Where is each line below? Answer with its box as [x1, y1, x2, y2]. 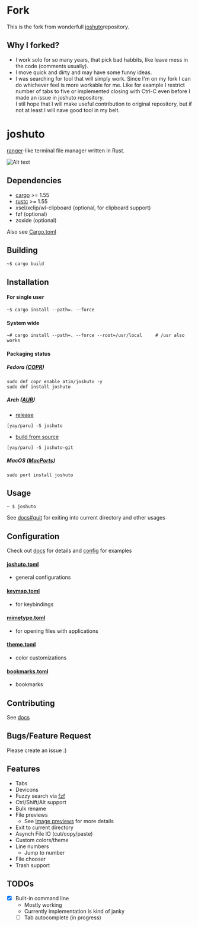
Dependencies [7, 176, 62, 186]
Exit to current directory [15, 824, 74, 831]
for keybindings [15, 600, 54, 608]
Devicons [15, 786, 39, 793]
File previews [15, 811, 48, 818]
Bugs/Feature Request [7, 731, 91, 741]
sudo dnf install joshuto [7, 384, 71, 390]
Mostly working [24, 901, 62, 908]
